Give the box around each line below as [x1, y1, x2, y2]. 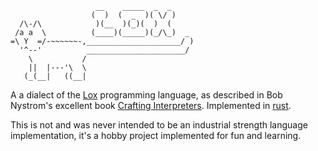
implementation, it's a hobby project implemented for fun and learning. [10, 130, 302, 141]
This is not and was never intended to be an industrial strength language [10, 119, 308, 131]
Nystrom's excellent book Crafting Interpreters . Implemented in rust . [10, 100, 292, 111]
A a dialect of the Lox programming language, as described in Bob [10, 89, 283, 101]
